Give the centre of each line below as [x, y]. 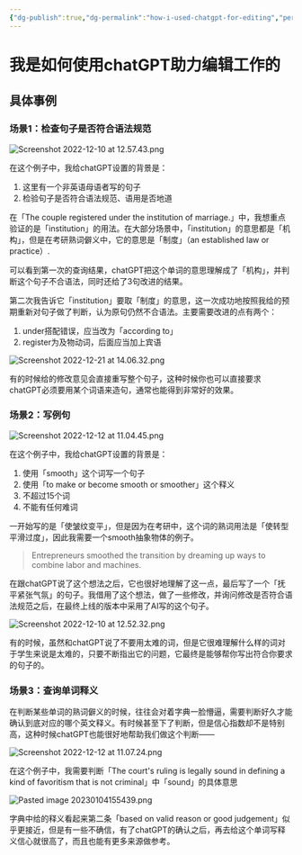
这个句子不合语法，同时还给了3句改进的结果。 [102, 281]
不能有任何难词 [50, 507]
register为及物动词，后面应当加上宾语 [92, 342]
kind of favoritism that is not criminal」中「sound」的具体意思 [124, 782]
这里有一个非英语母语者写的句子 [81, 186]
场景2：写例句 [40, 415]
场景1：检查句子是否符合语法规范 [80, 129]
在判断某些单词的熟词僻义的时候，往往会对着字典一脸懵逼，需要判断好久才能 [151, 712]
